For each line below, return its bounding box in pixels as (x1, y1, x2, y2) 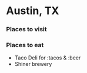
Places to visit (6, 25, 47, 34)
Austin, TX (6, 4, 59, 18)
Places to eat (6, 41, 44, 49)
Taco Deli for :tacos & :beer (14, 54, 81, 61)
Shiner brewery (14, 61, 52, 68)
